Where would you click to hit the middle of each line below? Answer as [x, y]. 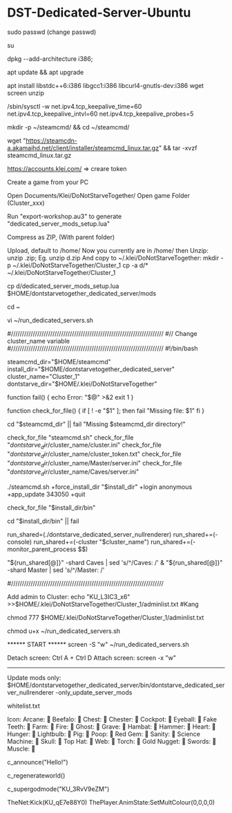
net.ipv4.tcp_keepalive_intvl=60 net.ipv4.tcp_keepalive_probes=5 [100, 114]
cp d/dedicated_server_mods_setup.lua [63, 286]
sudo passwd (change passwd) [52, 32]
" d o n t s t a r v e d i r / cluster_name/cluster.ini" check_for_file [85, 446]
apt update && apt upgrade [46, 72]
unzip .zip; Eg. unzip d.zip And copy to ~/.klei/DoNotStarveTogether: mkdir [113, 258]
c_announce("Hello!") [38, 762]
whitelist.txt [23, 706]
